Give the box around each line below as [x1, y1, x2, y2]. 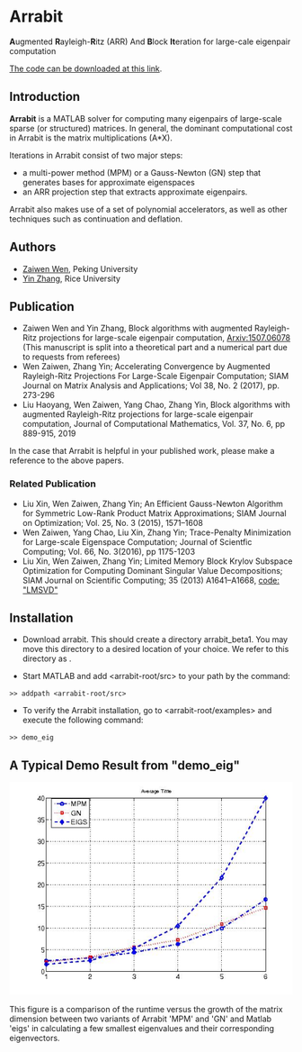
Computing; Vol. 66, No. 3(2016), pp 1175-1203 [22, 546, 196, 557]
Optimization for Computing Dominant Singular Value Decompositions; [22, 565, 283, 576]
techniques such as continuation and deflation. [9, 213, 183, 224]
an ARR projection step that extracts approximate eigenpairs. [22, 186, 248, 197]
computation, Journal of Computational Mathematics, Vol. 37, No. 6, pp [22, 419, 286, 430]
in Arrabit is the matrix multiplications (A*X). [9, 132, 173, 143]
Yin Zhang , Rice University [22, 273, 121, 284]
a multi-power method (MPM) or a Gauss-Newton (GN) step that [22, 167, 262, 177]
